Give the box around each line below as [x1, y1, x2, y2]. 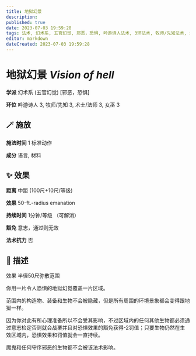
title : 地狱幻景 [6, 8, 42, 15]
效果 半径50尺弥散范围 [6, 272, 60, 279]
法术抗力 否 [6, 237, 33, 244]
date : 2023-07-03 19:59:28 [6, 25, 72, 31]
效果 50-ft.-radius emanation [6, 200, 76, 207]
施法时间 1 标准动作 [6, 139, 52, 146]
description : [6, 14, 38, 20]
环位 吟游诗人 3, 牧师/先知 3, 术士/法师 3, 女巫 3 [6, 101, 120, 108]
